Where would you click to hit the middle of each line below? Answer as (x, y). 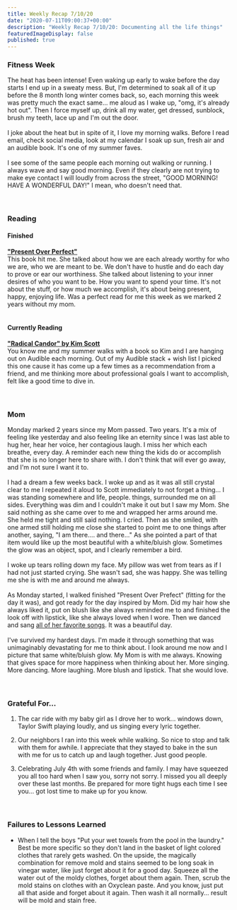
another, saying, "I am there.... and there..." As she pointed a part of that (112, 535)
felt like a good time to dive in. (51, 381)
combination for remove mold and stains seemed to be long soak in (116, 863)
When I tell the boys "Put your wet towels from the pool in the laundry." (121, 840)
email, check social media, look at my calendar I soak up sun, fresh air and (116, 140)
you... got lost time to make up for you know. (82, 791)
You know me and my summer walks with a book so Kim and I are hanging (116, 351)
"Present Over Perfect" (42, 251)
